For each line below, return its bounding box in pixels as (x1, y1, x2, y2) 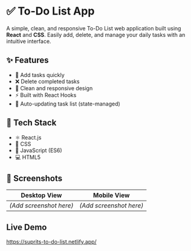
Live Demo (6, 222, 47, 232)
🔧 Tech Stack (6, 118, 57, 128)
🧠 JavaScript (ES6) (15, 147, 62, 154)
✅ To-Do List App (6, 4, 95, 18)
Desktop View (21, 191, 62, 199)
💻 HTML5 (15, 153, 41, 161)
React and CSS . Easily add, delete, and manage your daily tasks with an (6, 31, 186, 38)
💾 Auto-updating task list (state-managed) (15, 100, 121, 107)
